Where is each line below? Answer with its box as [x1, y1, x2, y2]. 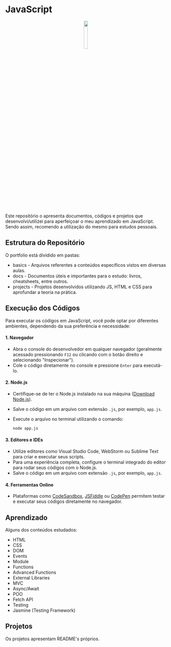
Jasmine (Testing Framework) [12, 607, 76, 614]
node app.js [12, 426, 38, 431]
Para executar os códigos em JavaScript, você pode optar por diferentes [5, 317, 159, 323]
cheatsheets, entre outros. [12, 278, 68, 284]
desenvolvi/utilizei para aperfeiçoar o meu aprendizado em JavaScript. [5, 218, 154, 224]
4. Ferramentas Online [5, 481, 54, 488]
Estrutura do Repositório [5, 239, 85, 247]
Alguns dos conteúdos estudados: [5, 527, 78, 533]
